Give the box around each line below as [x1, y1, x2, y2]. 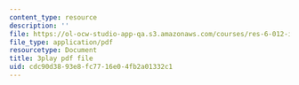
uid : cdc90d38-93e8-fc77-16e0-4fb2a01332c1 [9, 63, 174, 72]
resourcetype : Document [9, 46, 98, 55]
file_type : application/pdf [9, 37, 114, 47]
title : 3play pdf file [9, 54, 93, 63]
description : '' [9, 21, 69, 30]
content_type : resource [9, 12, 98, 22]
